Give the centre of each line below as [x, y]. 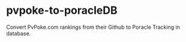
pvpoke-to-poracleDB [62, 10]
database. [19, 33]
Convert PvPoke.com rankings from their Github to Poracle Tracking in [93, 27]
